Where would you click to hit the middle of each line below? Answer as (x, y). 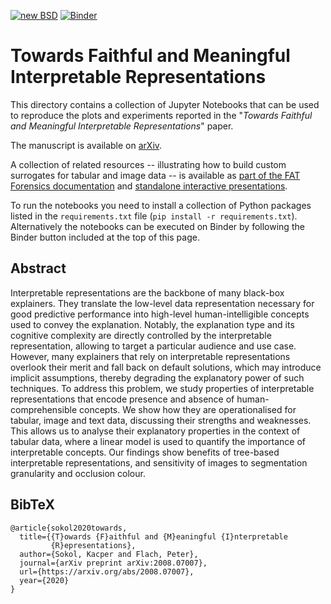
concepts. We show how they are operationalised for (187, 409)
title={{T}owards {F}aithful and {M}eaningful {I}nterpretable (153, 536)
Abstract (38, 268)
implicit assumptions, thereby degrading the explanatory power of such (157, 377)
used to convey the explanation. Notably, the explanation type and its (152, 324)
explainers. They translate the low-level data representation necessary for (162, 303)
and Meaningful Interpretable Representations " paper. (122, 126)
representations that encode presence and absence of (122, 399)
